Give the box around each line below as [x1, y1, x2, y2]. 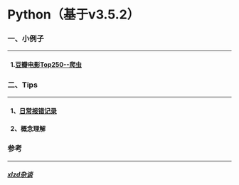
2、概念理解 [10, 124, 46, 132]
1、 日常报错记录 [10, 106, 57, 115]
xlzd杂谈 [7, 170, 33, 179]
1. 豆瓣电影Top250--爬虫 [10, 60, 83, 69]
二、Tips [7, 80, 38, 90]
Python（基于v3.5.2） [7, 6, 140, 23]
